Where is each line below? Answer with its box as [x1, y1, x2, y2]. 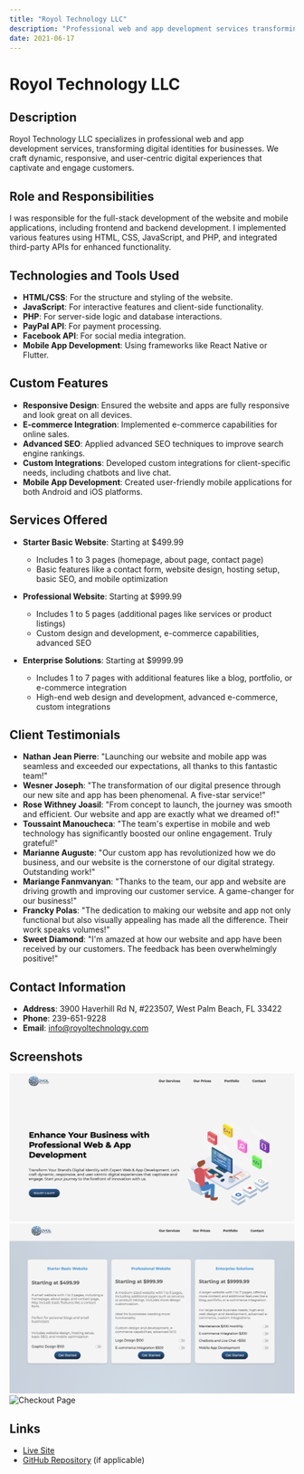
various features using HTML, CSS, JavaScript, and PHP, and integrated [9, 232, 278, 243]
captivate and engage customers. [9, 163, 135, 174]
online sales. [22, 428, 70, 439]
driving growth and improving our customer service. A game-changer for [22, 886, 295, 897]
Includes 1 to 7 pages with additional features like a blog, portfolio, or [35, 672, 293, 683]
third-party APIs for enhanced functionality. [9, 242, 172, 252]
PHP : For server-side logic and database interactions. [22, 311, 223, 321]
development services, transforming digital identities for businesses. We [9, 143, 279, 154]
